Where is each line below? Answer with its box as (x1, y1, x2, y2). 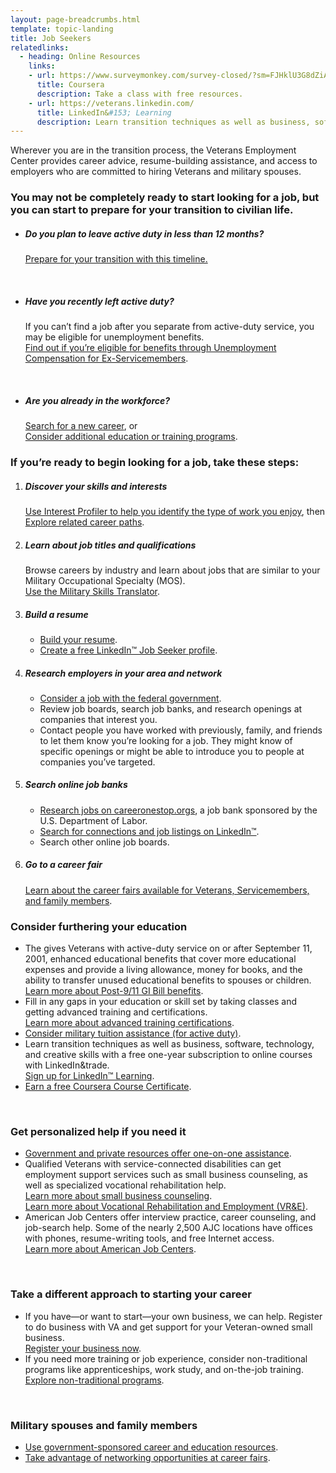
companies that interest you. (39, 713, 158, 725)
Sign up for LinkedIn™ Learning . (24, 1070, 155, 1082)
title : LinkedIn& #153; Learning (36, 107, 172, 118)
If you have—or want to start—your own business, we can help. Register (24, 1310, 323, 1322)
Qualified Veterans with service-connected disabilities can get (24, 1158, 282, 1170)
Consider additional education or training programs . (24, 431, 238, 443)
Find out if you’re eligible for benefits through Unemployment (24, 342, 277, 354)
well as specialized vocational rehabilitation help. (24, 1179, 227, 1191)
